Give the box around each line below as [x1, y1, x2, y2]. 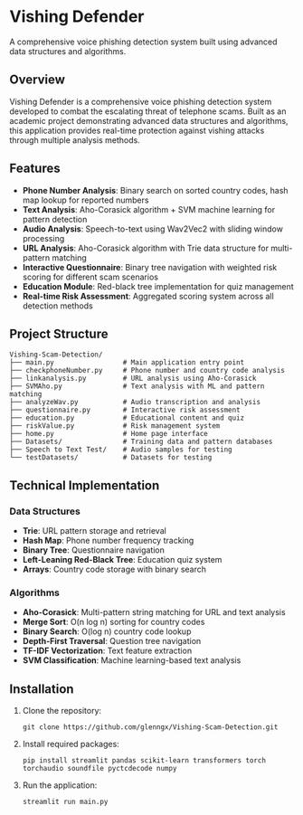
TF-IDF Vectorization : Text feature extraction [22, 645, 193, 657]
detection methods [22, 300, 93, 311]
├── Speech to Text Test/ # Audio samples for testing [9, 445, 232, 454]
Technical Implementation [9, 478, 160, 493]
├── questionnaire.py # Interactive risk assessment [9, 405, 241, 415]
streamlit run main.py [22, 798, 109, 807]
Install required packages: [22, 739, 119, 750]
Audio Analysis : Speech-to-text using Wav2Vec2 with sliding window [22, 223, 283, 234]
